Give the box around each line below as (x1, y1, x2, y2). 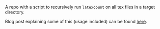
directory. (5, 9, 25, 15)
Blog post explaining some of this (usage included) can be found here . (5, 19, 147, 24)
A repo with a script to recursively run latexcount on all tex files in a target (5, 4, 155, 10)
